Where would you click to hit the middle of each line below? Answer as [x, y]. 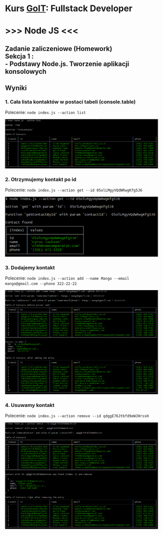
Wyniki [16, 88]
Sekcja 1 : [19, 56]
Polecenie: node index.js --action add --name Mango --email [67, 278]
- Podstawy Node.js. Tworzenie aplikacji [67, 64]
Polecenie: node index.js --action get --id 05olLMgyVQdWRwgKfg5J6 [74, 190]
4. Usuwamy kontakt [30, 405]
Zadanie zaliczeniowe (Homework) [59, 48]
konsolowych [26, 71]
